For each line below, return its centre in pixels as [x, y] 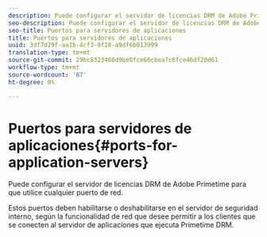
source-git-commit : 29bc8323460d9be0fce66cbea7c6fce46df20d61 [113, 60]
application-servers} [79, 162]
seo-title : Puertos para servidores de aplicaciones [97, 30]
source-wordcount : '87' [48, 75]
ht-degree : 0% [32, 82]
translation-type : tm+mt [49, 52]
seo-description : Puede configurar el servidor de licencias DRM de [124, 23]
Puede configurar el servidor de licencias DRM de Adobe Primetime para [127, 185]
